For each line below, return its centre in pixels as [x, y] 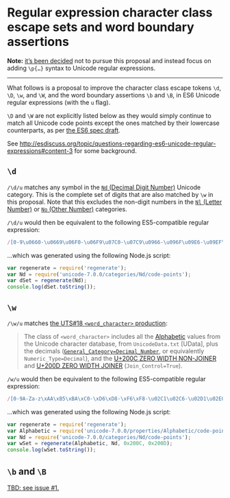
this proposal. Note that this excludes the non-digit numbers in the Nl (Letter [115, 202]
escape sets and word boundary [101, 27]
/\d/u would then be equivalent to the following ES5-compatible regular [108, 222]
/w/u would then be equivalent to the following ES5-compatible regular [107, 379]
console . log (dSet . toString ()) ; [52, 287]
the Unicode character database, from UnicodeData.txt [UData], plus [121, 344]
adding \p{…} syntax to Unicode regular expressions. [81, 68]
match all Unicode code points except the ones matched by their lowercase [114, 123]
